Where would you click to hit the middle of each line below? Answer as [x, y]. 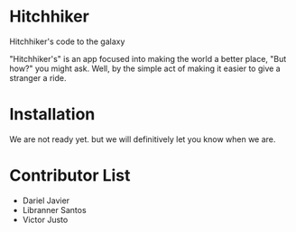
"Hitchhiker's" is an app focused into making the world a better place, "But [148, 58]
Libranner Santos [55, 210]
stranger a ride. [38, 77]
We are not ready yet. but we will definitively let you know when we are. [143, 139]
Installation [52, 115]
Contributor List [70, 176]
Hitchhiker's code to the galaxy [67, 41]
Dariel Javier [46, 201]
